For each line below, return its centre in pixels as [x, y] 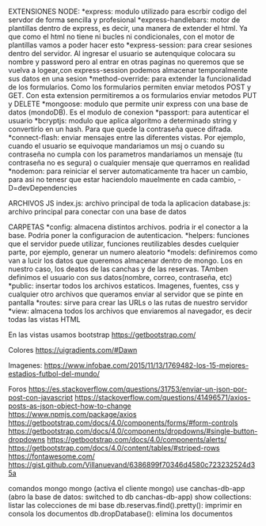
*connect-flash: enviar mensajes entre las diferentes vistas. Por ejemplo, [127, 137]
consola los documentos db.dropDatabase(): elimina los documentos [121, 514]
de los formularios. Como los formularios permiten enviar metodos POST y [130, 87]
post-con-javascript [41, 397]
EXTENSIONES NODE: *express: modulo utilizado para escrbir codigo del [127, 11]
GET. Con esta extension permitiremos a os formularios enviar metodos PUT [133, 95]
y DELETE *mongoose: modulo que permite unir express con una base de [128, 104]
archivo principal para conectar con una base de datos [97, 212]
